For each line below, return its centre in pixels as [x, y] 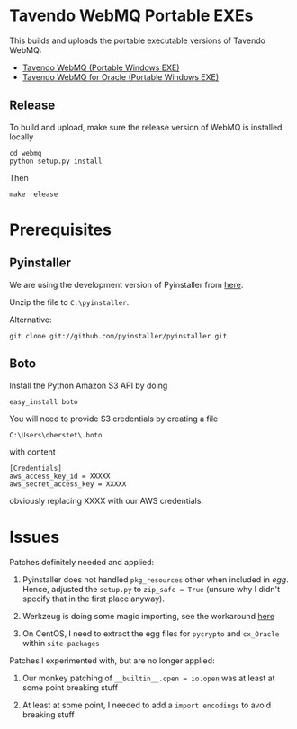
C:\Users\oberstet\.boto [56, 435]
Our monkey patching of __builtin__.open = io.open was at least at [148, 678]
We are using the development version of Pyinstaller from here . [126, 284]
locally [22, 137]
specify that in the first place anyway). [93, 598]
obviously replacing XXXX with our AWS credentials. [107, 500]
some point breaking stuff [70, 687]
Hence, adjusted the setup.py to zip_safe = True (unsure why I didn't [151, 589]
